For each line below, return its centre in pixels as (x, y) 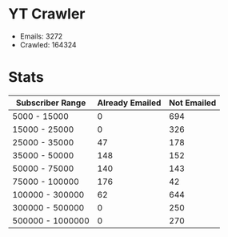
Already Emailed (129, 103)
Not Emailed (193, 103)
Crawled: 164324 (48, 44)
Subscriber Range (51, 103)
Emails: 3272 (41, 36)
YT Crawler (47, 14)
